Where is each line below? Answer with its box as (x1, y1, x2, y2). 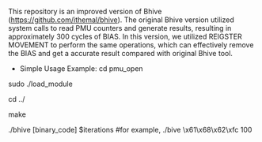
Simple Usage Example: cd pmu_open (19, 64, 144, 73)
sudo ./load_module (8, 79, 73, 88)
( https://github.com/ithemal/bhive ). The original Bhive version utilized (8, 15, 235, 24)
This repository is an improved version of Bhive (8, 7, 162, 16)
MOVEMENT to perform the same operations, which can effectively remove (8, 40, 254, 50)
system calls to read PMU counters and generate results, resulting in (8, 24, 232, 32)
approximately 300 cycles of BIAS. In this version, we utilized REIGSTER (8, 32, 243, 41)
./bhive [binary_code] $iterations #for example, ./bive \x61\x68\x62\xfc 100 (8, 125, 253, 134)
